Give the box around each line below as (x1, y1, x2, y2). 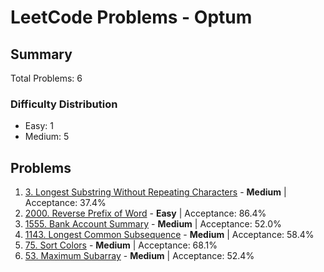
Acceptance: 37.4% (24, 197, 107, 209)
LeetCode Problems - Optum (10, 6, 253, 29)
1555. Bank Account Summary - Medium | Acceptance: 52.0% (24, 218, 282, 230)
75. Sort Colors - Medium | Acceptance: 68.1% (24, 239, 218, 251)
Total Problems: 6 (10, 72, 83, 84)
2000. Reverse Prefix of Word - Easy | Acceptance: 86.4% (24, 207, 267, 220)
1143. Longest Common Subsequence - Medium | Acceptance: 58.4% (24, 229, 315, 241)
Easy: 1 (24, 120, 54, 132)
